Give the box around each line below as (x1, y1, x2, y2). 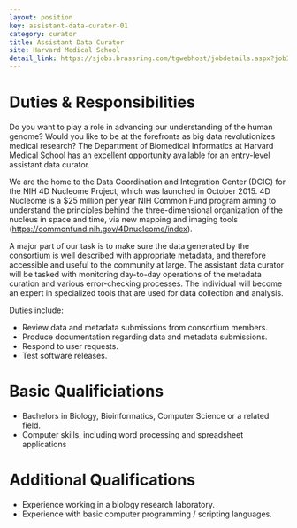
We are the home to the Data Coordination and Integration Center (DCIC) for (9, 176, 286, 187)
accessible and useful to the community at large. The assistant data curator (9, 259, 285, 270)
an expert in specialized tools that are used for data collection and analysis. (9, 287, 285, 298)
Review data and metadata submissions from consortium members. (21, 322, 268, 332)
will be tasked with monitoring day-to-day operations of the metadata (9, 268, 263, 279)
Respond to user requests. (21, 340, 119, 351)
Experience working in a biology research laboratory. (21, 499, 215, 509)
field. (21, 420, 42, 431)
